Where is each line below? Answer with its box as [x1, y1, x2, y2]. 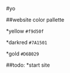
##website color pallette [6, 16, 65, 23]
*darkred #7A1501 [6, 39, 48, 46]
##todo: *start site [6, 61, 50, 68]
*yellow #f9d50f [6, 27, 44, 34]
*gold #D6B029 [6, 50, 40, 57]
